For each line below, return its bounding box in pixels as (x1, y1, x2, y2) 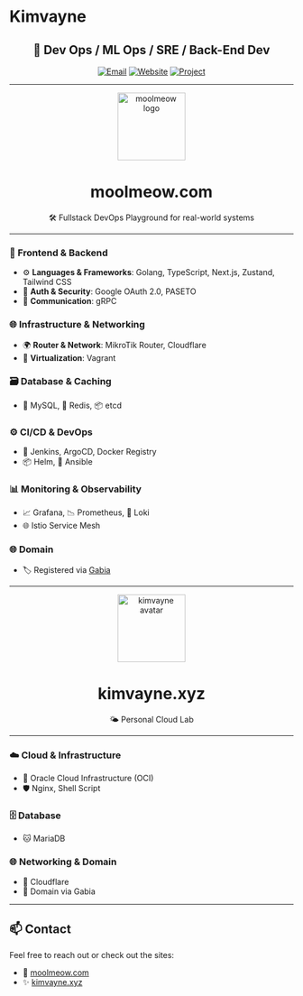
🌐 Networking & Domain (9, 855, 117, 868)
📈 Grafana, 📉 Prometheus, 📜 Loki (22, 507, 151, 518)
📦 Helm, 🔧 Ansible (22, 456, 93, 467)
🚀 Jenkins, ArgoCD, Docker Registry (22, 447, 157, 457)
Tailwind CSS (22, 277, 72, 288)
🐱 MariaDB (22, 833, 66, 844)
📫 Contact (9, 921, 72, 936)
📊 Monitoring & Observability (9, 483, 142, 495)
